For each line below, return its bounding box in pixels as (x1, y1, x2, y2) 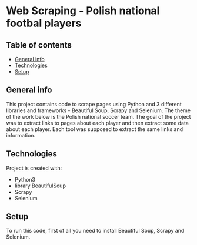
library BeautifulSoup (14, 182, 66, 189)
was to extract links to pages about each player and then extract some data (6, 119, 189, 126)
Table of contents (6, 40, 72, 50)
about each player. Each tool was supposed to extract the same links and (6, 125, 183, 133)
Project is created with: (6, 165, 62, 172)
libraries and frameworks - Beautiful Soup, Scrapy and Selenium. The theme (6, 107, 191, 114)
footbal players (6, 16, 82, 30)
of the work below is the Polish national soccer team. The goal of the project (6, 113, 191, 120)
